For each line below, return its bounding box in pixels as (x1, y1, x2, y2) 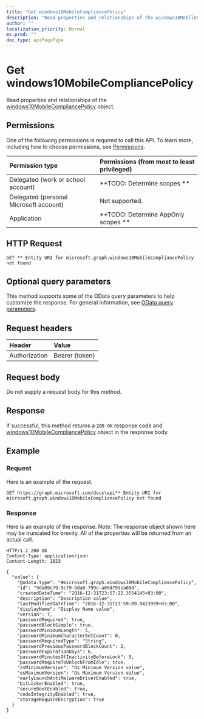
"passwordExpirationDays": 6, (17, 648, 94, 655)
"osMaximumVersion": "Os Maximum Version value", (17, 670, 146, 676)
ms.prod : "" (6, 32, 36, 38)
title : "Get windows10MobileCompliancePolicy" (6, 9, 126, 15)
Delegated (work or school (9, 175, 86, 184)
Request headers (6, 323, 73, 333)
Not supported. (100, 196, 143, 205)
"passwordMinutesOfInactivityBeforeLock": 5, (17, 654, 135, 660)
